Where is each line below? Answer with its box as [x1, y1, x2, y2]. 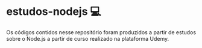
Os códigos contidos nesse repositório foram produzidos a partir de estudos [6, 28, 197, 36]
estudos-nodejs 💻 [6, 5, 101, 19]
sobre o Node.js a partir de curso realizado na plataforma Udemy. [6, 35, 169, 42]
